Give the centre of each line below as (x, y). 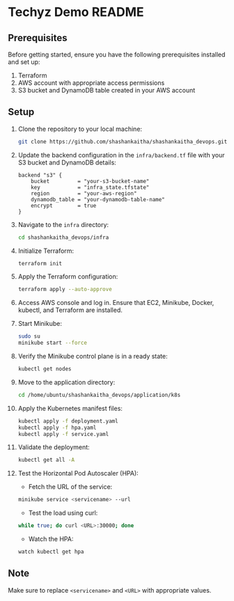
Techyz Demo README (76, 12)
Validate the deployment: (54, 447)
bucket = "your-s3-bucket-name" (90, 181)
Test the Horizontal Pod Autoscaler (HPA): (78, 474)
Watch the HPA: (51, 539)
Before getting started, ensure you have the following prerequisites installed (117, 54)
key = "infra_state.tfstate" (90, 187)
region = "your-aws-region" (84, 193)
